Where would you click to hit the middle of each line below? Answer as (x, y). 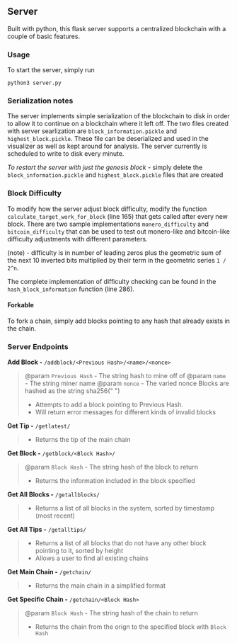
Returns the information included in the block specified (115, 481)
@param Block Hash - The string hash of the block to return (111, 467)
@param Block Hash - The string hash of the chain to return (111, 613)
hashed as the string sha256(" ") (72, 391)
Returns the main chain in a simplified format (100, 586)
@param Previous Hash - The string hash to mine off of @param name (125, 376)
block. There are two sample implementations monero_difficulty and (108, 224)
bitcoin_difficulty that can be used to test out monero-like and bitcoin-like (118, 231)
